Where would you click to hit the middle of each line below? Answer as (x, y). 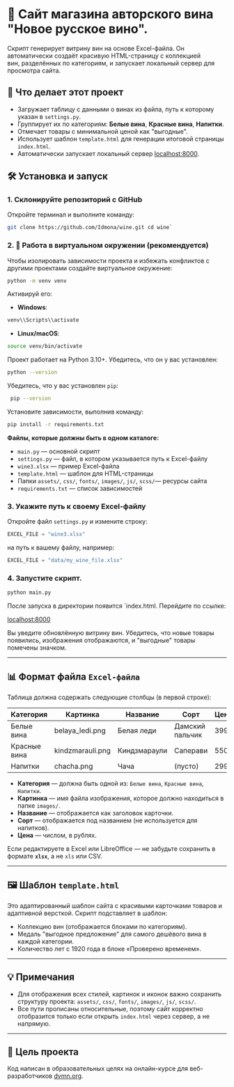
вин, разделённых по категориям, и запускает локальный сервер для (111, 63)
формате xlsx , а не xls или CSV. (55, 856)
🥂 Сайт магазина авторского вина (110, 14)
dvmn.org (68, 1076)
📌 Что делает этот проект (65, 92)
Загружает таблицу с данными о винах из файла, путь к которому (116, 109)
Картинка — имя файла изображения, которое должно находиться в (120, 798)
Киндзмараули (142, 750)
